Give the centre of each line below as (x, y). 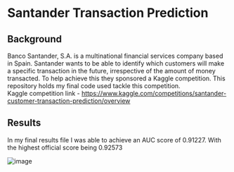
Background (34, 39)
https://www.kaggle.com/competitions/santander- (154, 93)
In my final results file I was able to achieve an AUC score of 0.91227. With (114, 140)
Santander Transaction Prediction (108, 13)
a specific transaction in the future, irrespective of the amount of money (111, 71)
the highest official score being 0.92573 (65, 147)
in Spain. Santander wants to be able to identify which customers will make (116, 63)
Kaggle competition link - (44, 93)
